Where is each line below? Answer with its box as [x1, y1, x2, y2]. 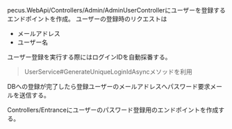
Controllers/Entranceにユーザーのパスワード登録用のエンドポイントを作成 [7, 106, 219, 114]
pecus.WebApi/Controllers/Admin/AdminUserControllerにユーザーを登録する [7, 6, 226, 14]
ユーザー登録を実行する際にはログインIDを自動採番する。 [7, 53, 172, 61]
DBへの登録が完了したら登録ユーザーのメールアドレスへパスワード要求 [7, 83, 210, 90]
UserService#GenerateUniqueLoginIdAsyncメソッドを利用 [24, 68, 192, 76]
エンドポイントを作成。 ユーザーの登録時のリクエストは [7, 15, 167, 23]
